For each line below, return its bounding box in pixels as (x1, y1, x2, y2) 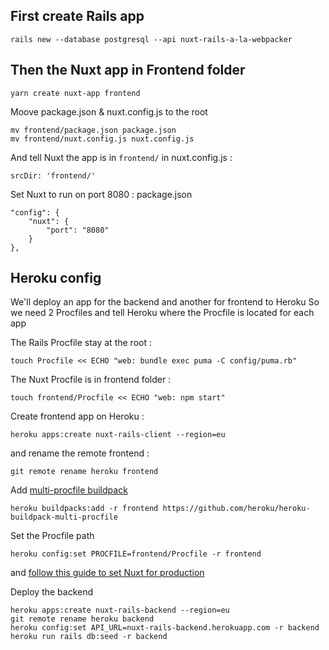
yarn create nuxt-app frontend (10, 88, 141, 98)
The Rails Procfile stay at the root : (10, 337, 152, 349)
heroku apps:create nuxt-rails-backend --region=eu (10, 605, 230, 616)
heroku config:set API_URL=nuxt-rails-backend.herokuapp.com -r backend (10, 623, 320, 633)
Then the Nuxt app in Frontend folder (10, 62, 246, 79)
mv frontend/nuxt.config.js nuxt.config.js (10, 134, 195, 144)
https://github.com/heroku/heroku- (162, 504, 311, 514)
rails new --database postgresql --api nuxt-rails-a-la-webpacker (10, 34, 293, 44)
